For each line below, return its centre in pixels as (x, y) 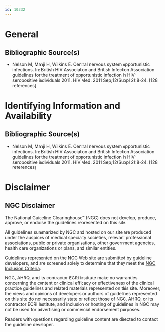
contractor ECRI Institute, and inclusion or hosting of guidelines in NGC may (82, 304)
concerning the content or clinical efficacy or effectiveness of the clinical (80, 283)
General (22, 34)
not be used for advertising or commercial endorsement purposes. (73, 309)
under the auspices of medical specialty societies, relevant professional (78, 237)
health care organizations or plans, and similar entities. (61, 248)
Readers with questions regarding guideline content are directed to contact (82, 319)
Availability (29, 116)
